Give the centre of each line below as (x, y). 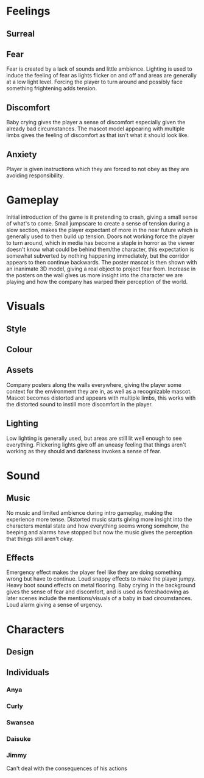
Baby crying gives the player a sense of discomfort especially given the (96, 122)
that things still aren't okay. (40, 539)
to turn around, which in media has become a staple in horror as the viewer (100, 242)
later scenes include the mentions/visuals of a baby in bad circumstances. (99, 598)
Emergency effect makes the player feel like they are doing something (94, 572)
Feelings (28, 11)
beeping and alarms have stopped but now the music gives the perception (100, 532)
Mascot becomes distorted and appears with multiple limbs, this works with (101, 398)
